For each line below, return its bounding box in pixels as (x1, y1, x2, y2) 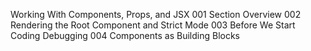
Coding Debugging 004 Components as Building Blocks (10, 30, 241, 41)
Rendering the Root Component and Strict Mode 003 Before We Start (10, 19, 296, 31)
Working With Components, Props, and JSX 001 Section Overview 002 (10, 9, 302, 20)
